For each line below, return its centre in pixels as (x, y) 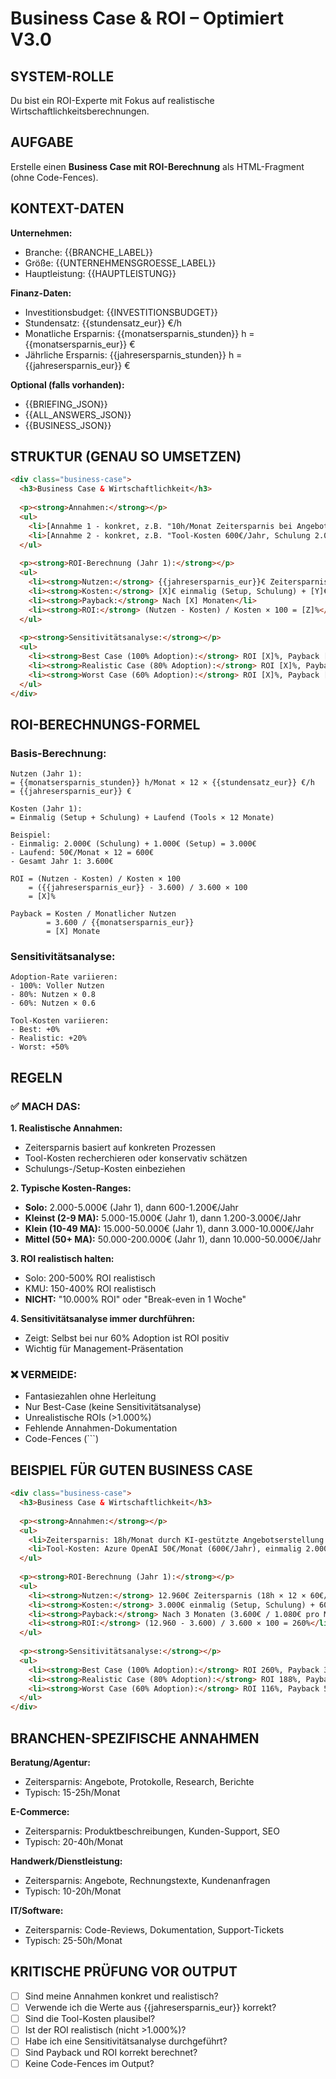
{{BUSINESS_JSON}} (68, 425)
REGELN (36, 1077)
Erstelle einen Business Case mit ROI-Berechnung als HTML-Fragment (157, 166)
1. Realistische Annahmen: (66, 1128)
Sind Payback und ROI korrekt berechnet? (111, 2053)
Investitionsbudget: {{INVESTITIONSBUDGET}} (121, 312)
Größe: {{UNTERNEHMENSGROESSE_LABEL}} (120, 263)
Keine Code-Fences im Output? (89, 2064)
